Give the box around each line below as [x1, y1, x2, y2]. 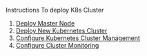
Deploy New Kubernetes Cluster [15, 27, 108, 35]
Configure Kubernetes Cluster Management [15, 34, 140, 42]
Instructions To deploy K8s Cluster [6, 6, 104, 14]
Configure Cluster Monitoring [15, 41, 99, 49]
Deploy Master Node [15, 19, 75, 27]
